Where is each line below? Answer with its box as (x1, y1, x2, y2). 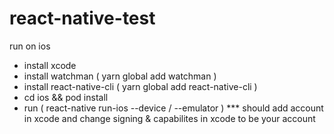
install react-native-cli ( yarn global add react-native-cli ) (23, 80, 258, 92)
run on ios (9, 40, 51, 52)
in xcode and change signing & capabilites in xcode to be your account (23, 112, 316, 124)
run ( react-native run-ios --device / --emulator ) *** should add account (23, 102, 324, 114)
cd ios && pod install (23, 91, 109, 103)
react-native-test (9, 7, 156, 30)
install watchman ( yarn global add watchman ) (23, 70, 217, 82)
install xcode (23, 59, 77, 71)
